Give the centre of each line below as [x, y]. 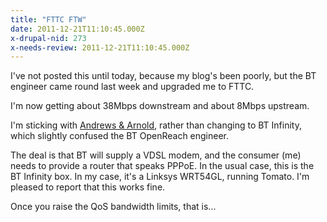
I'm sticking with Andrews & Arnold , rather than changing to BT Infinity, [156, 125]
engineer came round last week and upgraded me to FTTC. [132, 87]
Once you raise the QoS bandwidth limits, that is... [113, 207]
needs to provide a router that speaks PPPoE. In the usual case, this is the [162, 166]
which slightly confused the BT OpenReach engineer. [120, 136]
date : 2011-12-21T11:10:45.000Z [77, 29]
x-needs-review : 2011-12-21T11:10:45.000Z [100, 47]
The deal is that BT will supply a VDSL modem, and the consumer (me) [156, 155]
